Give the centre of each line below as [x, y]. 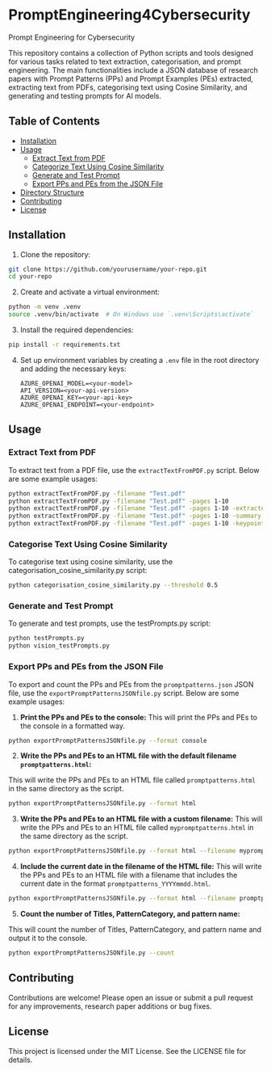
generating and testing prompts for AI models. [85, 95]
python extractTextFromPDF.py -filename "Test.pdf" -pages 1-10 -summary [135, 516]
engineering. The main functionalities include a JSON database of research [133, 70]
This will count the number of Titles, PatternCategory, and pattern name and [135, 930]
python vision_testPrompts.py [59, 646]
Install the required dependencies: [77, 330]
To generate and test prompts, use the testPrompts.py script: [110, 623]
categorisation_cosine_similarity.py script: [78, 571]
